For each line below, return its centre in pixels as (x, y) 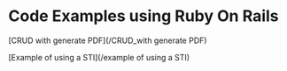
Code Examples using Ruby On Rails (143, 16)
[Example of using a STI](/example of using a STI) (99, 57)
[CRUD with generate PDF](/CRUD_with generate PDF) (108, 40)
